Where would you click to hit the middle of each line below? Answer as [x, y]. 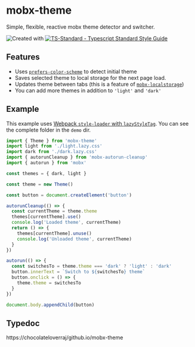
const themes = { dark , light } [46, 173]
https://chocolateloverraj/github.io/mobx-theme [65, 337]
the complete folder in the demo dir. [49, 130]
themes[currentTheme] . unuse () [55, 233]
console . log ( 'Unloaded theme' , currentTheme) [75, 239]
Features [23, 57]
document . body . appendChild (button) [50, 305]
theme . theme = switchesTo [49, 283]
